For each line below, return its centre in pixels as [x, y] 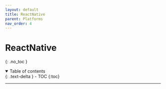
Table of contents [27, 71]
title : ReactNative [25, 14]
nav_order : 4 [19, 23]
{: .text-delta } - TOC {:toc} [33, 77]
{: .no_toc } [16, 62]
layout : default [22, 10]
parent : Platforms [24, 19]
